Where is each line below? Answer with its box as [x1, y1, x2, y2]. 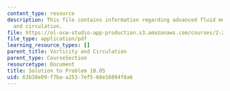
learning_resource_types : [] [7, 42, 90, 49]
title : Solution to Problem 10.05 [7, 67, 106, 74]
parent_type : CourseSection [7, 55, 88, 62]
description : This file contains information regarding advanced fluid [7, 16, 216, 23]
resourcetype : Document [7, 61, 75, 68]
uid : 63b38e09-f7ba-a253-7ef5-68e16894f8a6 [7, 73, 133, 81]
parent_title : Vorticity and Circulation [7, 49, 127, 55]
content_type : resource [7, 10, 75, 17]
